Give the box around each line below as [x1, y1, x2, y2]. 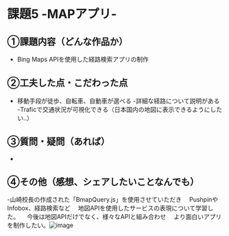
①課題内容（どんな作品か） [7, 36, 128, 47]
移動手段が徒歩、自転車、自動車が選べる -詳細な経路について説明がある [16, 97, 220, 105]
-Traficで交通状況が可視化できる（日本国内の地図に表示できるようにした [16, 105, 223, 113]
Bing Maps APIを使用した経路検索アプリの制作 [16, 56, 149, 63]
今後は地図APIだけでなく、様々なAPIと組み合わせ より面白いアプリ [26, 213, 222, 221]
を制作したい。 [7, 221, 49, 230]
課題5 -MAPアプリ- [7, 6, 117, 22]
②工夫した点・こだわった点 [7, 77, 128, 89]
